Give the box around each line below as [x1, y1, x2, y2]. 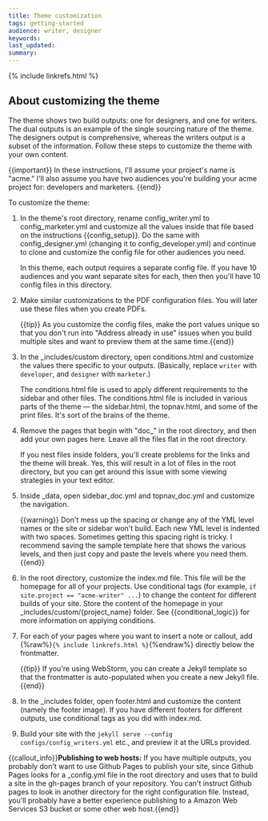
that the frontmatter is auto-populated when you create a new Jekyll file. [19, 672, 259, 681]
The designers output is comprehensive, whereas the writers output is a [8, 132, 246, 142]
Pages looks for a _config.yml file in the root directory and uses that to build [8, 770, 258, 779]
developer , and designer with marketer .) [19, 369, 151, 378]
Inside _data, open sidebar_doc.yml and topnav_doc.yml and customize [19, 491, 255, 500]
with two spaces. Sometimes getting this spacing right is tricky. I [19, 532, 233, 541]
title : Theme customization [8, 11, 102, 20]
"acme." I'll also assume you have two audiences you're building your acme [8, 173, 258, 183]
